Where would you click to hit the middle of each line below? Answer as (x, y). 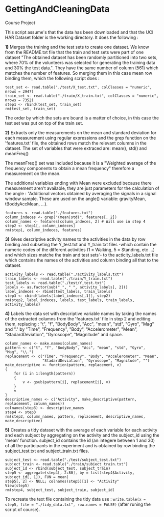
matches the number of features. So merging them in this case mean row (79, 73)
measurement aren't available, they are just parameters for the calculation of (82, 188)
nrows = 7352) (20, 100)
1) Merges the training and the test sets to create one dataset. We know (77, 47)
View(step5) (17, 486)
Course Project (20, 23)
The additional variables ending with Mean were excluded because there (78, 183)
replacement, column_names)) (35, 403)
